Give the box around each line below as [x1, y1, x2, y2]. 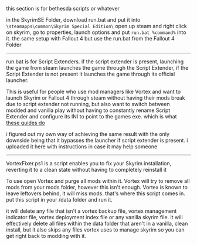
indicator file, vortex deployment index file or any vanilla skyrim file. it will [6, 214, 183, 220]
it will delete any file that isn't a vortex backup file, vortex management [6, 207, 177, 215]
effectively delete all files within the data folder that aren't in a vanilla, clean [6, 220, 188, 227]
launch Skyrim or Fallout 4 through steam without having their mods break [6, 94, 185, 101]
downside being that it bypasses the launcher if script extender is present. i [6, 137, 188, 144]
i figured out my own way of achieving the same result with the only [6, 131, 170, 137]
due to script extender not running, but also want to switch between [6, 101, 170, 107]
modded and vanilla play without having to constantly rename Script [6, 107, 171, 114]
